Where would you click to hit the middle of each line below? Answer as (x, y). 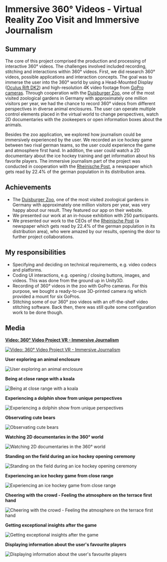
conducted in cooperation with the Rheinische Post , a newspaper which (79, 166)
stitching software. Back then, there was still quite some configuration (84, 307)
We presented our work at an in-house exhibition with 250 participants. (85, 215)
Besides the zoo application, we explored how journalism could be (73, 134)
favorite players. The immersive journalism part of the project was (73, 161)
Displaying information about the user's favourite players (66, 544)
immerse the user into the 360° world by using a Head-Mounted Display (79, 82)
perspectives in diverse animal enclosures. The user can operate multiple (81, 109)
